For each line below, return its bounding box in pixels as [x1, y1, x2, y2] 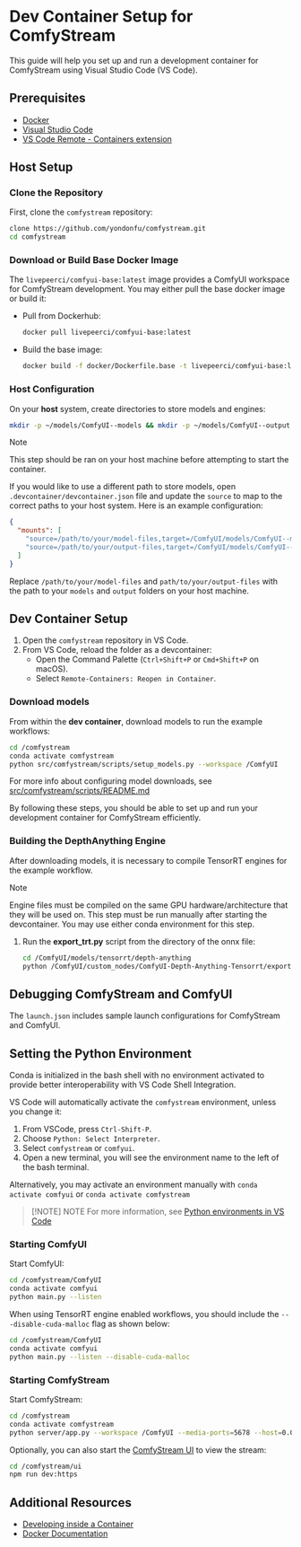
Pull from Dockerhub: [21, 311, 101, 321]
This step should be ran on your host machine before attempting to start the [9, 454, 289, 465]
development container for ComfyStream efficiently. [9, 813, 202, 823]
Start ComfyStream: [9, 1393, 83, 1404]
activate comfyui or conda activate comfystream [9, 1189, 191, 1200]
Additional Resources [9, 1495, 132, 1510]
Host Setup [9, 160, 73, 175]
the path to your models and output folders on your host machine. [9, 585, 249, 596]
